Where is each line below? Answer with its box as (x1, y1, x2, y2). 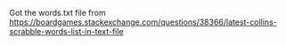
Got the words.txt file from (9, 8, 106, 18)
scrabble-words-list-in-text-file (9, 26, 124, 36)
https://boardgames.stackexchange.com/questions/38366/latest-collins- (9, 17, 278, 27)
